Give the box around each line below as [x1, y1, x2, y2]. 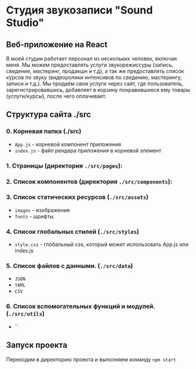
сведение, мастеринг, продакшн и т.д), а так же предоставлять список [6, 68, 184, 74]
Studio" [6, 16, 45, 29]
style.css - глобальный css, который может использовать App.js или [14, 241, 189, 248]
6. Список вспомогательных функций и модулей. [6, 302, 156, 311]
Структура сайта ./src [6, 109, 92, 119]
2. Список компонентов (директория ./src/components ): [6, 177, 173, 185]
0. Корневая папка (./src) [6, 127, 82, 135]
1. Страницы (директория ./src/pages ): [6, 161, 123, 169]
